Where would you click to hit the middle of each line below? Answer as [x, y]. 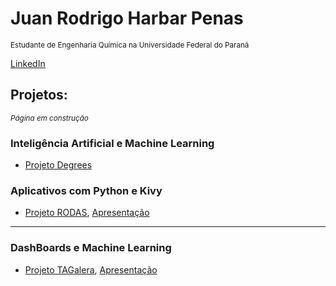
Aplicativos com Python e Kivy [86, 190]
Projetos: [39, 95]
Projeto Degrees [58, 165]
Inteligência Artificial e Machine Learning [112, 143]
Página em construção [49, 118]
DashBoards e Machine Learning [91, 248]
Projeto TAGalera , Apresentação [91, 269]
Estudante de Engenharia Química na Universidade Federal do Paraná [130, 45]
